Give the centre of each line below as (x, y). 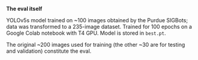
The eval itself (24, 9)
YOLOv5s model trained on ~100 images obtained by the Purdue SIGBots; (97, 20)
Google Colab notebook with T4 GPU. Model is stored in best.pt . (86, 33)
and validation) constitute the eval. (49, 51)
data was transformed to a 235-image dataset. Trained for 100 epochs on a (99, 27)
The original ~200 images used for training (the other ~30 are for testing (96, 45)
